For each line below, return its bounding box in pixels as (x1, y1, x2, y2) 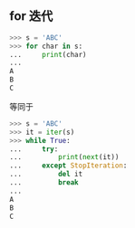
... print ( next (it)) (9, 153, 120, 162)
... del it (9, 170, 83, 179)
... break (9, 178, 79, 187)
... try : (9, 144, 59, 154)
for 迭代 (9, 8, 53, 24)
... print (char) (9, 50, 88, 59)
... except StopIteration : (9, 161, 128, 170)
